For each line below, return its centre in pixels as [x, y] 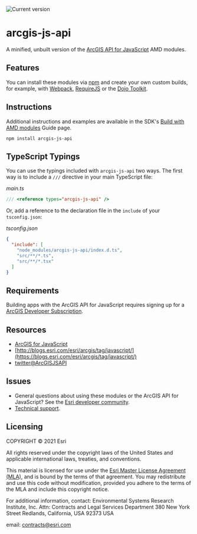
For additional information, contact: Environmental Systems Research [90, 500]
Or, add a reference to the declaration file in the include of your [83, 211]
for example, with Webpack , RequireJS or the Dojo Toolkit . [77, 88]
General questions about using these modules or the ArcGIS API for [96, 396]
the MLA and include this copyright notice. [58, 489]
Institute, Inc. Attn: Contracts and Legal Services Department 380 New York [98, 507]
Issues [19, 381]
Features [23, 68]
